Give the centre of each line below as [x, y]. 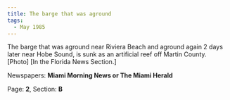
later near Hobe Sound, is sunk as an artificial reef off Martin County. [107, 54]
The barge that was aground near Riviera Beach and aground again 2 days [115, 47]
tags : [15, 20]
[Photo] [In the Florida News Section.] [62, 62]
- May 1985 [30, 27]
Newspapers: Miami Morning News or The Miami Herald [90, 75]
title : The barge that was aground [59, 14]
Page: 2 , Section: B [35, 89]
